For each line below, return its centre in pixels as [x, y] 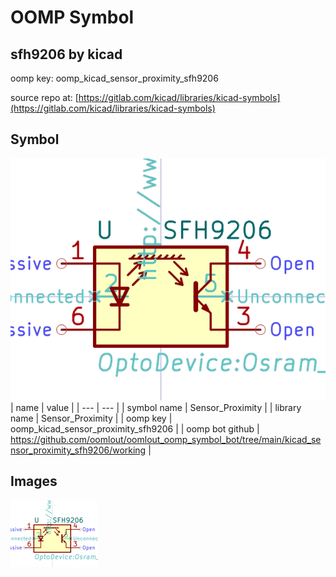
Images [34, 481]
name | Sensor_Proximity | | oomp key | [91, 418]
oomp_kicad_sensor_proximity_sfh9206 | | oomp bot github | [135, 429]
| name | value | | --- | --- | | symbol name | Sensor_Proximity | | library [156, 408]
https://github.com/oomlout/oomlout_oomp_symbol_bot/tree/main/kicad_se [166, 440]
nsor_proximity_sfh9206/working [78, 450]
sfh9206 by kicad [66, 54]
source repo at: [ [44, 97]
